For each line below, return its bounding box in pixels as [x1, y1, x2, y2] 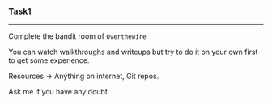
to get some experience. [8, 56, 90, 65]
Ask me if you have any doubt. [8, 87, 110, 97]
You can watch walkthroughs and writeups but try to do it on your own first [8, 47, 258, 57]
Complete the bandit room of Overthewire [8, 31, 147, 41]
